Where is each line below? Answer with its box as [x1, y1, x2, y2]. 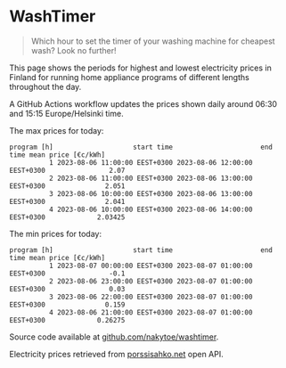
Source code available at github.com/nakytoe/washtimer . [9, 331, 219, 342]
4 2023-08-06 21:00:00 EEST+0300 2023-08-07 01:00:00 [48, 307, 253, 317]
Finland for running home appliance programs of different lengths [9, 71, 249, 82]
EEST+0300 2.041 [9, 197, 126, 206]
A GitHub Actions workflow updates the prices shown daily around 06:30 [9, 98, 278, 109]
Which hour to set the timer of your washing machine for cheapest [30, 36, 275, 46]
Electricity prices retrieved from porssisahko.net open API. [9, 348, 225, 359]
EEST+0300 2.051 [9, 181, 126, 191]
